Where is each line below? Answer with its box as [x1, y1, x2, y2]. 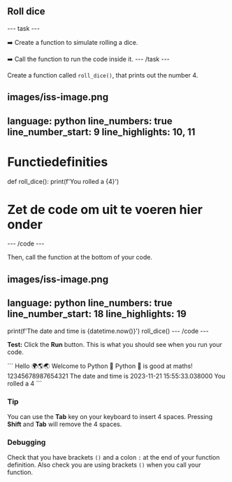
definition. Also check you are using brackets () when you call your [7, 461, 201, 469]
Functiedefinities [7, 154, 108, 170]
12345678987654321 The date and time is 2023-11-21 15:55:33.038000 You [7, 371, 226, 380]
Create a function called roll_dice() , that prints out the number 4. [7, 71, 198, 79]
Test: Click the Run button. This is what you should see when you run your [7, 340, 222, 348]
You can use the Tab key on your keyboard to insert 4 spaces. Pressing [7, 412, 213, 420]
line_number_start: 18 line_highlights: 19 [7, 308, 187, 320]
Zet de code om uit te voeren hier [7, 201, 203, 218]
